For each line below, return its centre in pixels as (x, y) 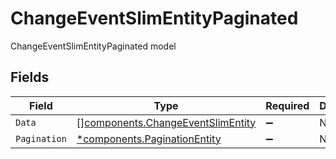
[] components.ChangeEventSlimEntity (166, 122)
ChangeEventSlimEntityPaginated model (93, 46)
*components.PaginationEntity (149, 139)
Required (287, 105)
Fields (30, 77)
